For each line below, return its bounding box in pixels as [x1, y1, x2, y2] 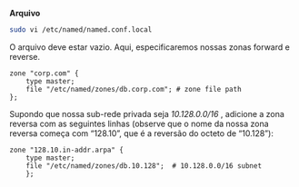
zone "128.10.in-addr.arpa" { [9, 145, 125, 154]
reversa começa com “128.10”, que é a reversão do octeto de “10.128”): [9, 127, 274, 139]
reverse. [9, 51, 41, 62]
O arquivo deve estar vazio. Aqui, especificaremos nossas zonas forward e [9, 41, 291, 53]
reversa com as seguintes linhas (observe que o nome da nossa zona [9, 118, 270, 129]
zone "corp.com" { [9, 68, 79, 78]
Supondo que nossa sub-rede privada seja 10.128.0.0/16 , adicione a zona [9, 108, 284, 119]
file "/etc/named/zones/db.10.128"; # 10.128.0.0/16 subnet [25, 161, 262, 171]
